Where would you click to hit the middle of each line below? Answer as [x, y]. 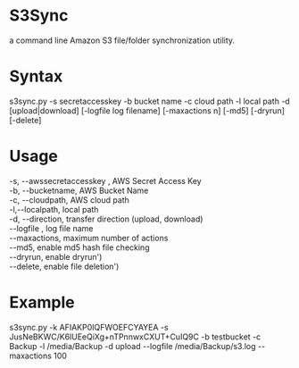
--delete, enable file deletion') [64, 266]
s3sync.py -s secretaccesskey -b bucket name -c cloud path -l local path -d [149, 101]
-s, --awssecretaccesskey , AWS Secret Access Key [106, 180]
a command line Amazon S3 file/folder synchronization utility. [122, 40]
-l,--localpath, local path [54, 209]
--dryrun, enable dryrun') [56, 256]
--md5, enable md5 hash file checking [79, 247]
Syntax [36, 76]
